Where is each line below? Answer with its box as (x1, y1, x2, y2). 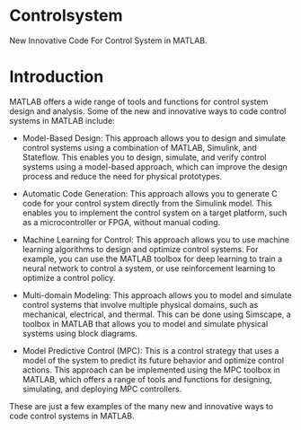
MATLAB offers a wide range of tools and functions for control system (9, 96, 269, 107)
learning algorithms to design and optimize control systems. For (22, 243, 259, 254)
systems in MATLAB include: (9, 115, 115, 126)
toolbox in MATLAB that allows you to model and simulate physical (22, 318, 269, 329)
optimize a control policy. (22, 272, 116, 283)
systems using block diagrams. (22, 328, 137, 338)
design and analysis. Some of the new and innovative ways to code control (9, 105, 287, 117)
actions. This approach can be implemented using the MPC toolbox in (22, 364, 280, 375)
